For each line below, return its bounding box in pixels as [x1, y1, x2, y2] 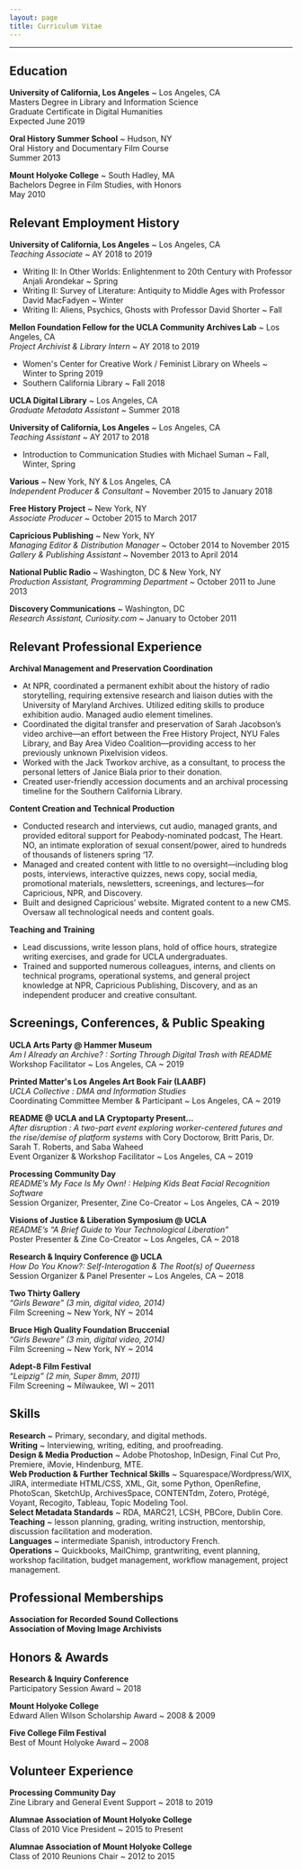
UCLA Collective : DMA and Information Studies [9, 1085, 187, 1096]
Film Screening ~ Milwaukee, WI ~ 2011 [9, 1380, 155, 1391]
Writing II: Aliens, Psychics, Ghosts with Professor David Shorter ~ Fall [22, 304, 283, 315]
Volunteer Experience [9, 1763, 134, 1779]
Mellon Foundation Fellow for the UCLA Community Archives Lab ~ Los [9, 322, 280, 333]
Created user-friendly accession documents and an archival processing [22, 776, 289, 786]
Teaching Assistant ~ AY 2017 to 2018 [9, 431, 150, 442]
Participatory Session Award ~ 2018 [9, 1683, 142, 1694]
